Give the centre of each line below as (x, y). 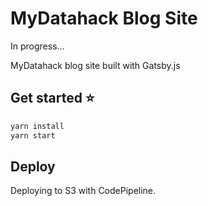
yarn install (37, 126)
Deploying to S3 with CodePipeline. (83, 191)
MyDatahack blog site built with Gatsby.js (95, 65)
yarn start (33, 135)
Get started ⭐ (52, 98)
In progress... (37, 46)
